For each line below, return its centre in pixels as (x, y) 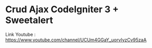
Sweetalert (29, 20)
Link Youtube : (21, 34)
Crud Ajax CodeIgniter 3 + (62, 9)
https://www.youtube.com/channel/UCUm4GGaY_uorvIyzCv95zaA (76, 40)
